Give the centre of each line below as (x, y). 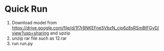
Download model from (34, 23)
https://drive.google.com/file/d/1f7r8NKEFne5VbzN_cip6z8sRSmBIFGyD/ (85, 27)
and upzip (60, 33)
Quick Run (26, 9)
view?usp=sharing (30, 33)
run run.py (22, 43)
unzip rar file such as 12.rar (39, 38)
